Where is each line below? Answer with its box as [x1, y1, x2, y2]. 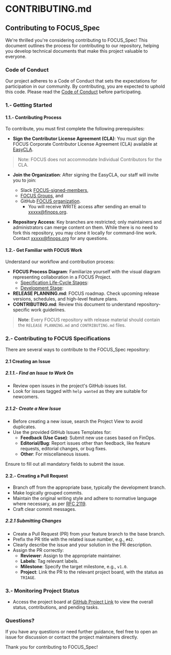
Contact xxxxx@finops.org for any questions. [12, 235, 109, 242]
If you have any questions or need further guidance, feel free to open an [5, 629, 158, 635]
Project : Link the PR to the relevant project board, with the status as [20, 569, 164, 575]
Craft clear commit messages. [12, 506, 77, 512]
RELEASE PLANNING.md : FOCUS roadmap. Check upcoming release [12, 290, 160, 296]
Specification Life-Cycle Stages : [20, 279, 89, 285]
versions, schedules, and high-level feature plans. [12, 295, 118, 302]
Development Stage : [20, 285, 64, 291]
